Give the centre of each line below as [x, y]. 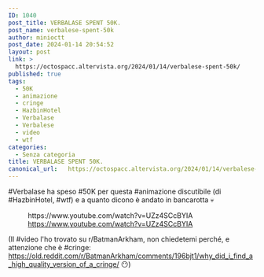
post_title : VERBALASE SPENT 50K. [65, 23]
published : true [35, 74]
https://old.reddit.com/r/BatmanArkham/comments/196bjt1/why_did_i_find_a [131, 256]
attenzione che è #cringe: [50, 247]
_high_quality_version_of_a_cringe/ [64, 264]
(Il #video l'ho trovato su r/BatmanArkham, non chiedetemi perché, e [119, 239]
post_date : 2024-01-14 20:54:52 [61, 45]
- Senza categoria [46, 154]
